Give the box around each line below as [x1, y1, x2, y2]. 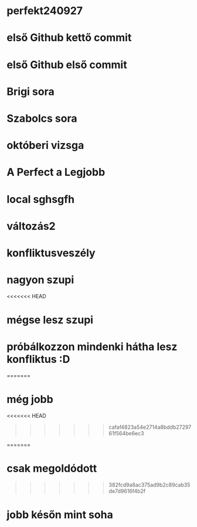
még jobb [6, 393, 53, 406]
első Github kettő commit [6, 31, 132, 45]
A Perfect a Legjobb [6, 166, 106, 179]
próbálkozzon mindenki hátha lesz [6, 340, 178, 353]
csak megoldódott [6, 462, 97, 475]
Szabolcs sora [6, 112, 77, 125]
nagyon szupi [6, 273, 74, 286]
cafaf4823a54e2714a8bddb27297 [108, 423, 192, 431]
